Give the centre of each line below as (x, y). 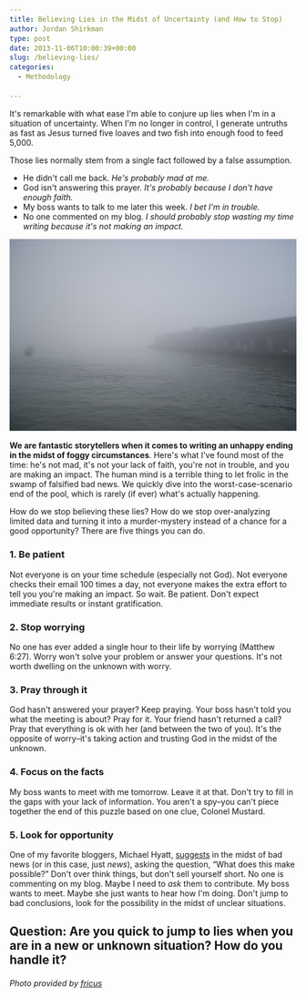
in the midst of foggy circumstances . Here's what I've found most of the (147, 455)
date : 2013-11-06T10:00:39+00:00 (73, 48)
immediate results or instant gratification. (87, 603)
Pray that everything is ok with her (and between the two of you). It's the (146, 729)
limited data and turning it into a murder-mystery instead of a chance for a (148, 521)
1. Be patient (37, 555)
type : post (30, 38)
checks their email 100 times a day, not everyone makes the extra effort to (148, 584)
